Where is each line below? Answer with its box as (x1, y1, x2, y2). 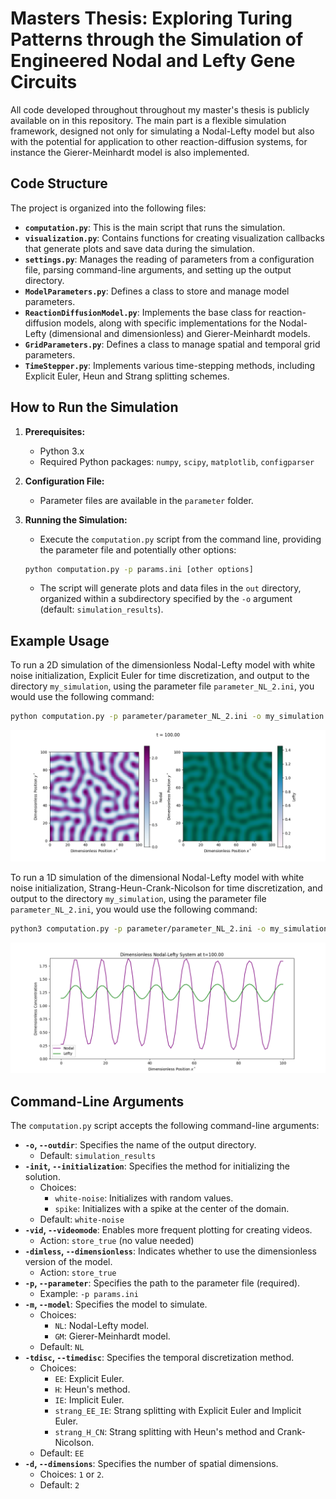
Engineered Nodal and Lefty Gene (10, 50, 296, 72)
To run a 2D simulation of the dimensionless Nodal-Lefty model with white (10, 659, 316, 671)
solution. (24, 1171, 61, 1183)
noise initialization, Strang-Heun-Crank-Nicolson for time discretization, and (10, 882, 323, 894)
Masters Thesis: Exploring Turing (10, 7, 293, 30)
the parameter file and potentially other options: (39, 543, 237, 556)
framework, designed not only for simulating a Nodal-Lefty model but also (10, 125, 315, 137)
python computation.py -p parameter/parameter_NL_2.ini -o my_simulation (10, 712, 325, 722)
